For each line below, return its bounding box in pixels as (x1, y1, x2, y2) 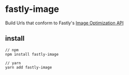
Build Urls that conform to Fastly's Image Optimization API (5, 20, 124, 26)
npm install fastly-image (5, 52, 59, 57)
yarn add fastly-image (5, 65, 52, 70)
